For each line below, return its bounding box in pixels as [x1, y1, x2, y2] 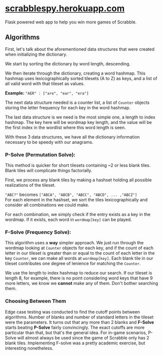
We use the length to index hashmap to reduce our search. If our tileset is [5, 270, 152, 276]
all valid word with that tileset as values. [5, 80, 85, 86]
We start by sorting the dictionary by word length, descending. [5, 60, 130, 66]
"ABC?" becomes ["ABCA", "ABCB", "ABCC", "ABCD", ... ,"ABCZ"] [5, 192, 137, 198]
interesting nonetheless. [5, 345, 54, 351]
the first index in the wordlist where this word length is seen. [5, 124, 126, 130]
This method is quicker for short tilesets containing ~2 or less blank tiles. [5, 162, 151, 168]
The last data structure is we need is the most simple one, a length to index [5, 114, 156, 120]
